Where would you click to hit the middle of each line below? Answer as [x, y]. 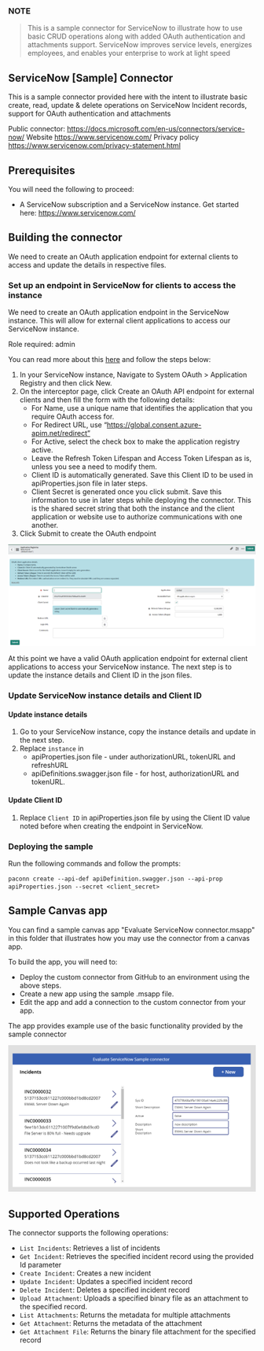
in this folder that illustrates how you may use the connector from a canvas [129, 938]
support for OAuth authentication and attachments [90, 114]
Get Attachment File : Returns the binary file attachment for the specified [137, 1332]
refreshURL [50, 766]
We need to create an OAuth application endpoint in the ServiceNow [119, 312]
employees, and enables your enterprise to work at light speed [128, 54]
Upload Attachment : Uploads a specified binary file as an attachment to [134, 1298]
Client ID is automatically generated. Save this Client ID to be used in [142, 475]
